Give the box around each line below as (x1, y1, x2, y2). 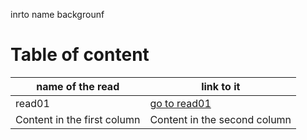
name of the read (36, 79, 120, 93)
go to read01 (149, 96, 212, 110)
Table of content (10, 44, 150, 66)
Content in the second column (149, 112, 292, 126)
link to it (201, 79, 241, 93)
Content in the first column (15, 112, 141, 126)
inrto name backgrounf (10, 9, 105, 20)
